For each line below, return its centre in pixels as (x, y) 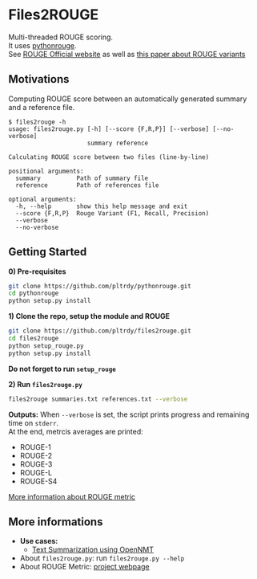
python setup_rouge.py (46, 346)
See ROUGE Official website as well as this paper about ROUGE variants (127, 54)
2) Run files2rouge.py (45, 384)
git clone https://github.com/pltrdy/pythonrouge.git (100, 286)
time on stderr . (33, 422)
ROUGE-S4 (38, 481)
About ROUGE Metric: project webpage (84, 567)
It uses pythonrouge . (43, 45)
